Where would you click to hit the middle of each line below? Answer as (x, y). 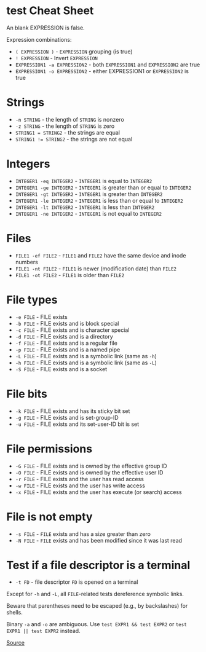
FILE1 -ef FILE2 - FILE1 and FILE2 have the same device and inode (101, 255)
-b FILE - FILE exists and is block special (67, 323)
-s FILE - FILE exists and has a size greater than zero (83, 534)
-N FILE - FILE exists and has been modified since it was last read (99, 540)
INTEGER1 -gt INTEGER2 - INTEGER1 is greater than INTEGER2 (89, 194)
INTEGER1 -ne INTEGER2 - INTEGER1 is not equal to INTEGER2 (88, 213)
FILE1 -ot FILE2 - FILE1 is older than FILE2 (70, 275)
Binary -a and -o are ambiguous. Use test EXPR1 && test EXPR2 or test (97, 624)
